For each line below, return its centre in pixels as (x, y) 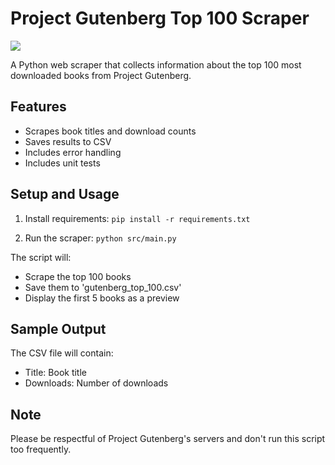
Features (38, 107)
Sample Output (58, 328)
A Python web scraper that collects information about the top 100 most (156, 64)
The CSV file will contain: (62, 353)
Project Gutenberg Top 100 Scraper (160, 18)
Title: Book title (56, 373)
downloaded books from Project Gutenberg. (101, 75)
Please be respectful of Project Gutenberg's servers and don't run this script (168, 439)
